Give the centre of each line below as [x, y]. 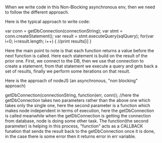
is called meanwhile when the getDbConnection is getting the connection [78, 116]
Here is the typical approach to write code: [48, 22]
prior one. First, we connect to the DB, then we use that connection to [74, 61]
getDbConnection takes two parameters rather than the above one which [78, 100]
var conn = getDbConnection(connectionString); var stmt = [64, 31]
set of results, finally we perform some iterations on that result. [68, 71]
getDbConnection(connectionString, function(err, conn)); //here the [72, 95]
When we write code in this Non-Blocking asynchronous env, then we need [80, 7]
